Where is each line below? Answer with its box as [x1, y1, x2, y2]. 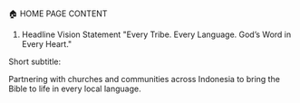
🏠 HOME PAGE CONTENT [8, 8, 108, 19]
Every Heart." [21, 39, 73, 49]
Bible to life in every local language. [8, 83, 141, 94]
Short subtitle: [8, 56, 62, 67]
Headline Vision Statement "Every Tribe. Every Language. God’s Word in [21, 29, 292, 40]
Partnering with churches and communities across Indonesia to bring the [8, 74, 280, 84]
